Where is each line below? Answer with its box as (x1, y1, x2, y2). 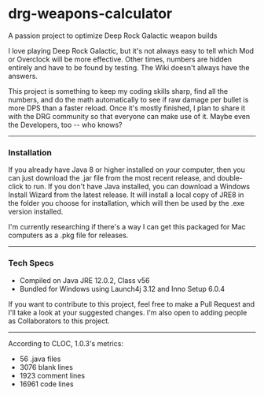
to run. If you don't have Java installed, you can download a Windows (24, 182, 250, 192)
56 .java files (19, 354, 61, 363)
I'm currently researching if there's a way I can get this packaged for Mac (8, 222, 246, 232)
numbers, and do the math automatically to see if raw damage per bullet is (8, 95, 249, 104)
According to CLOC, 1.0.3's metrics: (8, 338, 124, 348)
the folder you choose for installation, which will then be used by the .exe (8, 199, 245, 208)
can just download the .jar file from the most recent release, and (8, 173, 216, 183)
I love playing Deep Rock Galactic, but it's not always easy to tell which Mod (8, 46, 254, 55)
